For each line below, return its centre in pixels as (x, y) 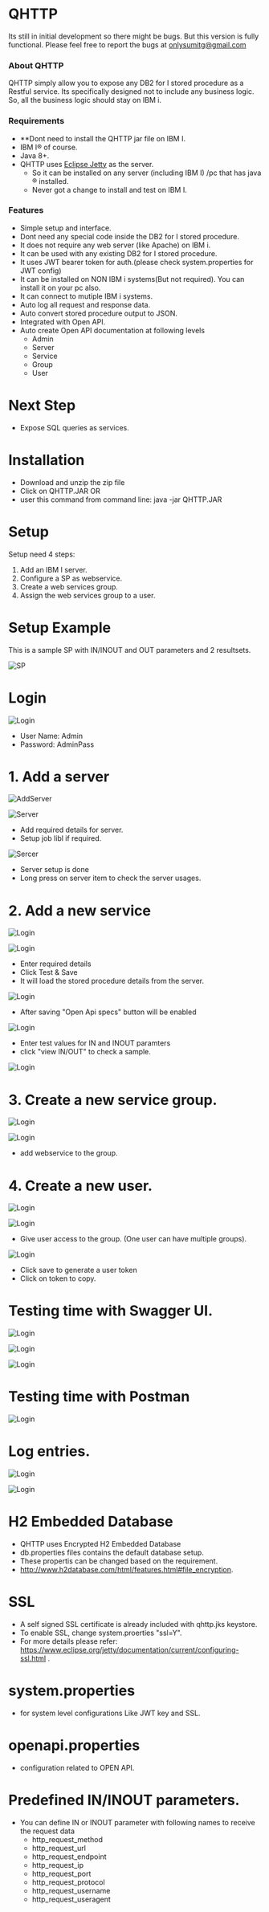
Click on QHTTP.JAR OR (60, 491)
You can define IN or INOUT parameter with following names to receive (137, 1822)
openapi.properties (74, 1745)
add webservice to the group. (69, 1153)
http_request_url (59, 1848)
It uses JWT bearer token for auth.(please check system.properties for (137, 262)
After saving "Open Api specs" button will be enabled (108, 1012)
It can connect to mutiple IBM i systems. (86, 296)
